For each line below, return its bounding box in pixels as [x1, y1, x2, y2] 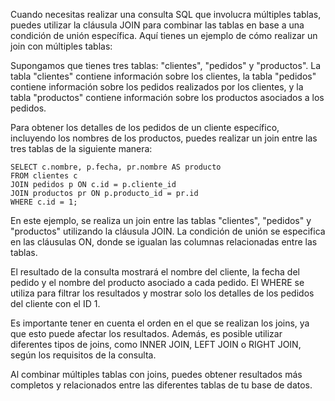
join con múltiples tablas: [10, 40, 113, 52]
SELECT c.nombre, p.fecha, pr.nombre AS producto [10, 162, 222, 172]
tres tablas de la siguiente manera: [10, 143, 153, 154]
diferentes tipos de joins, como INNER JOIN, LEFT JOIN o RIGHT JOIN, [10, 339, 302, 350]
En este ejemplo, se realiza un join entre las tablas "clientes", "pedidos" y [10, 215, 312, 226]
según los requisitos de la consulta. [10, 349, 157, 361]
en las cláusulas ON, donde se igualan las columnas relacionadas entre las [10, 236, 318, 248]
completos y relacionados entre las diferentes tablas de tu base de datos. [10, 379, 313, 391]
